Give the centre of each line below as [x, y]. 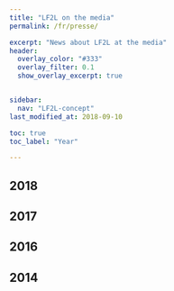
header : [24, 50]
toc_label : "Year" [44, 141]
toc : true [28, 133]
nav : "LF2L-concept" [56, 108]
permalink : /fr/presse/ [54, 26]
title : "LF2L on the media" [62, 18]
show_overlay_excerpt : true [70, 76]
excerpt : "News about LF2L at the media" [88, 42]
